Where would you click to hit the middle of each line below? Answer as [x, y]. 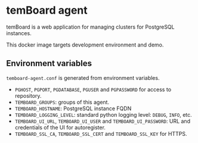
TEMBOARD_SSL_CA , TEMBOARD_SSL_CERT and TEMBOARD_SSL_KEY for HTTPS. [101, 133]
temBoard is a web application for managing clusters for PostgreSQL [90, 27]
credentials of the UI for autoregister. [60, 127]
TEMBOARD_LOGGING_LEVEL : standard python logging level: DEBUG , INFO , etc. [103, 114]
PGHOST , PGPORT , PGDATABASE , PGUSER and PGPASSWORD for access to [93, 89]
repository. [28, 95]
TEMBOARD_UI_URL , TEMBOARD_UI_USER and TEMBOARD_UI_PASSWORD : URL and [103, 121]
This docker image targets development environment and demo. [85, 45]
